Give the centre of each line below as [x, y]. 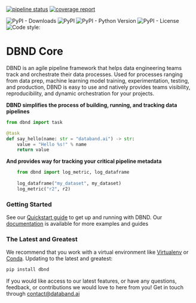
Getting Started [29, 204]
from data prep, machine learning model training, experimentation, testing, [98, 80]
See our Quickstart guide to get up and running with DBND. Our [84, 217]
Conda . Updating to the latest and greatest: [59, 259]
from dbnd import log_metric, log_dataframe [73, 172]
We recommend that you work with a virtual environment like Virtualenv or [97, 252]
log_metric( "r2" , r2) [44, 189]
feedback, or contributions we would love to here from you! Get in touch [95, 287]
